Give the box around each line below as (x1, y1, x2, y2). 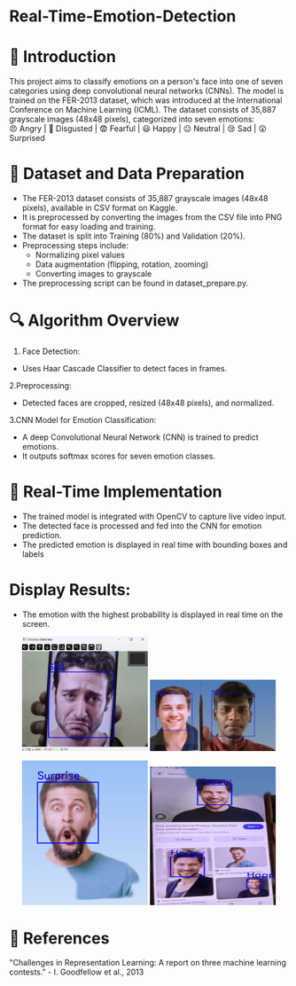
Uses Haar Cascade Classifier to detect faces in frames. (21, 364, 228, 373)
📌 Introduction (9, 47, 117, 67)
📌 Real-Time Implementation (9, 481, 223, 502)
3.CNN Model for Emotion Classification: (9, 415, 157, 425)
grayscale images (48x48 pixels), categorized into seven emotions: (9, 113, 255, 125)
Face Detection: (21, 346, 81, 356)
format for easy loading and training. (21, 222, 156, 232)
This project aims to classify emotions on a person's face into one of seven (9, 76, 284, 87)
